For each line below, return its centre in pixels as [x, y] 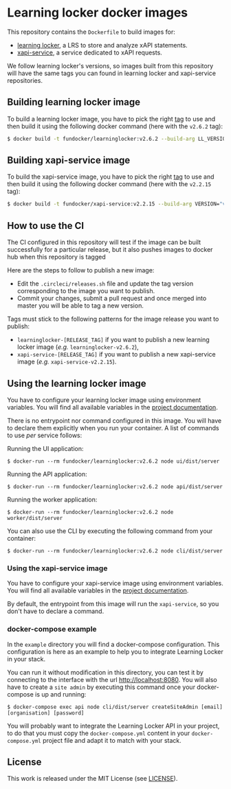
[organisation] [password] [46, 713]
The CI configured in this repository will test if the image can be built [104, 242]
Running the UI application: [45, 448]
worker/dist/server [35, 518]
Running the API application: [47, 474]
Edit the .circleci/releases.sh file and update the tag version [105, 283]
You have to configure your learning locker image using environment [104, 400]
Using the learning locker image [77, 383]
